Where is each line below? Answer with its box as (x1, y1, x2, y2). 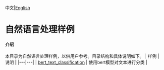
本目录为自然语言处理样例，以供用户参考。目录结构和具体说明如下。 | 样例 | (5, 53, 160, 59)
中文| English (5, 5, 31, 10)
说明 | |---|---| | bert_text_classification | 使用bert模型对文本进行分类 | (5, 59, 148, 66)
